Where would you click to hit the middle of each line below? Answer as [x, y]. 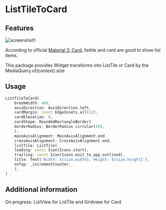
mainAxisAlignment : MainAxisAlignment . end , [61, 136]
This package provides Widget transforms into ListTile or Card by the [77, 65]
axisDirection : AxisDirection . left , [53, 108]
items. [12, 55]
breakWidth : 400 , [33, 103]
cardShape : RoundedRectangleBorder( [53, 122]
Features [19, 28]
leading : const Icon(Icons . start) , [52, 150]
